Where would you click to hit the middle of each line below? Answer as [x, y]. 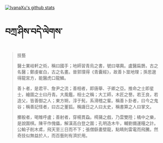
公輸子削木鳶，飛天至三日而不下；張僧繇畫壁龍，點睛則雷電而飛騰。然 [88, 129]
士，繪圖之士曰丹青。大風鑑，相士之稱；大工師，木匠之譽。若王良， [85, 94]
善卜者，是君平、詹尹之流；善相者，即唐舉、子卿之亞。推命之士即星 [85, 88]
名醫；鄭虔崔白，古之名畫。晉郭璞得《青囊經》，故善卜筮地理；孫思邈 [86, 71]
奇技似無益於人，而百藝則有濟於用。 [53, 135]
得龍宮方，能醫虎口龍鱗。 [43, 78]
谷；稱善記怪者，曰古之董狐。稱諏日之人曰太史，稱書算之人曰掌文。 [85, 107]
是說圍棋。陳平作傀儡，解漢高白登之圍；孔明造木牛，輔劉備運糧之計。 [88, 123]
